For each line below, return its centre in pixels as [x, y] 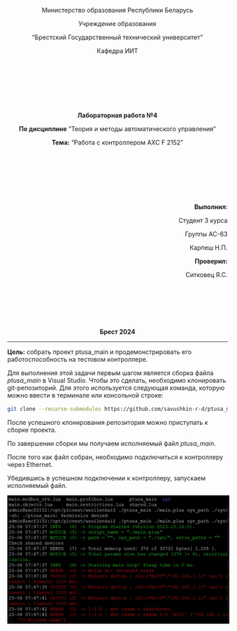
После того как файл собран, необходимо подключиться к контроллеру [115, 457]
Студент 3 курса [203, 220]
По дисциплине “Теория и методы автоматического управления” [117, 129]
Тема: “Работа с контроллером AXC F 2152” [117, 142]
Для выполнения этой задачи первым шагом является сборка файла [110, 373]
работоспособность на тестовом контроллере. [78, 359]
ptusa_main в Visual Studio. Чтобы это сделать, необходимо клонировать [117, 380]
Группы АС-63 [206, 234]
